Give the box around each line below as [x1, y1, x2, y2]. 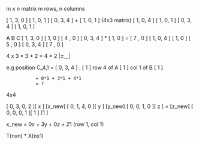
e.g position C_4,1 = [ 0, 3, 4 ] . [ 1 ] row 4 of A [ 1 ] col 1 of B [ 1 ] [6, 64, 164, 71]
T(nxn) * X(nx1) [6, 132, 44, 139]
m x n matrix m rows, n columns [6, 5, 85, 12]
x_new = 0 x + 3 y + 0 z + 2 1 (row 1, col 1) [6, 121, 104, 128]
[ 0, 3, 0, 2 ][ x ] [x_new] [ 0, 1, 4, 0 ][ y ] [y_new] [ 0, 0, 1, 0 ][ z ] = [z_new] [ [6, 103, 194, 110]
